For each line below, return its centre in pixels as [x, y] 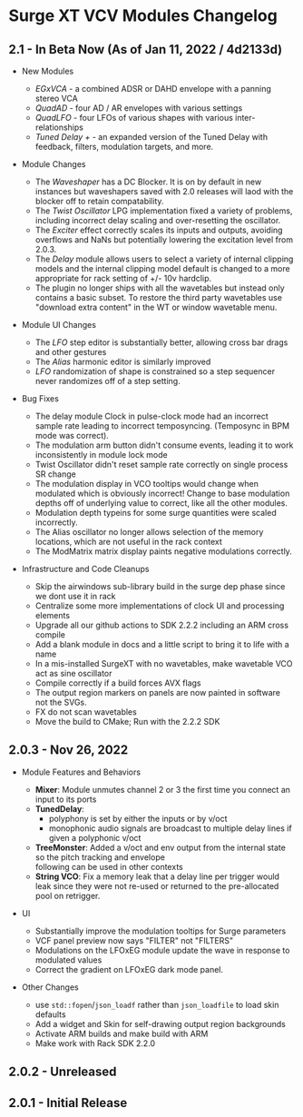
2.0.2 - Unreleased [63, 1072]
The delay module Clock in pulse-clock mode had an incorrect [151, 416]
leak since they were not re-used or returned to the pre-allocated [157, 885]
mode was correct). [72, 435]
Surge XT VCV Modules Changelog [143, 16]
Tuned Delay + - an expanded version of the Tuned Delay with [151, 137]
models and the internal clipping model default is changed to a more [163, 268]
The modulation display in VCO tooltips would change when [147, 484]
